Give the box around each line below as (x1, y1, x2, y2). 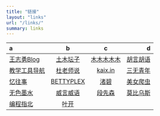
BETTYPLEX (51, 77, 85, 86)
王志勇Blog (9, 55, 40, 64)
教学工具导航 (9, 67, 46, 75)
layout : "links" (6, 14, 46, 20)
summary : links (6, 25, 44, 32)
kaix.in (96, 66, 115, 74)
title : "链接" (6, 8, 40, 15)
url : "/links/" (6, 20, 44, 26)
